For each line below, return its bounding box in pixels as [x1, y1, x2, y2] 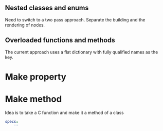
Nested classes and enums [5, 4, 89, 12]
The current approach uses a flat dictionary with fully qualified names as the [5, 49, 158, 55]
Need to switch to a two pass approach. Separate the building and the [5, 17, 145, 22]
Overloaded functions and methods [5, 36, 115, 44]
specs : [5, 119, 18, 124]
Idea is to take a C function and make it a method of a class [5, 110, 124, 115]
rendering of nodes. [5, 22, 45, 28]
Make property [5, 71, 67, 82]
